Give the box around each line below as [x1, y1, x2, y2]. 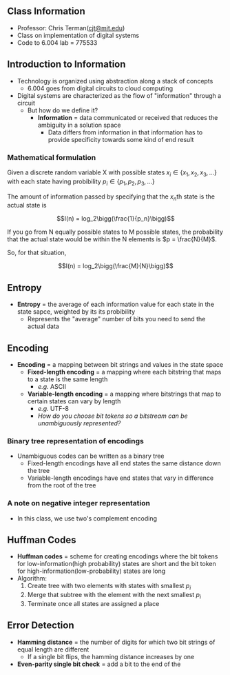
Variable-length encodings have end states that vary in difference [27, 474, 214, 482]
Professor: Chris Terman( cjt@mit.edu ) [17, 23, 125, 32]
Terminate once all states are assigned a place [27, 599, 160, 607]
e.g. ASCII [37, 382, 67, 390]
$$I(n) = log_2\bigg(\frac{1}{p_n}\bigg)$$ [56, 214, 175, 223]
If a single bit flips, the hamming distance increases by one [27, 652, 195, 661]
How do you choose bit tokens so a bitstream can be [37, 412, 188, 420]
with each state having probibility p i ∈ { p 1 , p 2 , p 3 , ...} [7, 177, 155, 187]
